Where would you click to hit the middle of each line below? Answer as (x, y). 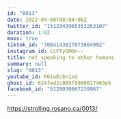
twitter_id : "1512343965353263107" (58, 26)
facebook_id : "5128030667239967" (55, 89)
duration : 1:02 (29, 32)
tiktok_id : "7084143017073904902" (56, 45)
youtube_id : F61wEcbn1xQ (42, 76)
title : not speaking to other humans (61, 58)
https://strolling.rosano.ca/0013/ (52, 109)
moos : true (23, 39)
